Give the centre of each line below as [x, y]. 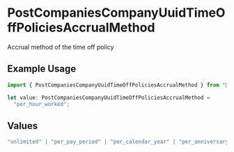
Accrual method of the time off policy [61, 47]
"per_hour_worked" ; [42, 104]
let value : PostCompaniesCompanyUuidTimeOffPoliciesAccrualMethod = [109, 98]
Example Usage [42, 69]
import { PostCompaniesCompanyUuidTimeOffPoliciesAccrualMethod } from [113, 85]
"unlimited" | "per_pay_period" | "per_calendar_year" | [92, 142]
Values [23, 126]
